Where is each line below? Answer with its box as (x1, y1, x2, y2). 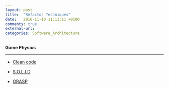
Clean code (12, 59, 37, 65)
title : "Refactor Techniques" (5, 12, 71, 17)
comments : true (5, 21, 37, 27)
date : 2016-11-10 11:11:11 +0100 (5, 17, 80, 22)
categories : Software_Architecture (5, 31, 80, 36)
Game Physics (5, 45, 36, 50)
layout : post (5, 7, 33, 13)
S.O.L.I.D (12, 69, 31, 74)
